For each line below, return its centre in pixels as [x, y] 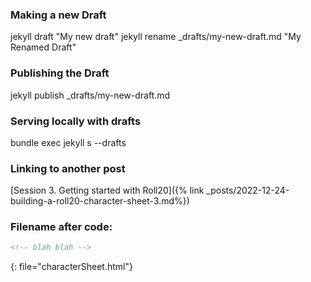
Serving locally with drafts [76, 121]
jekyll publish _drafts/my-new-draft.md [90, 95]
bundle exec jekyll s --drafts [68, 142]
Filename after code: [61, 227]
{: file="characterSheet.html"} [71, 267]
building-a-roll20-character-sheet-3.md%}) [100, 201]
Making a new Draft [58, 15]
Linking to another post [68, 168]
